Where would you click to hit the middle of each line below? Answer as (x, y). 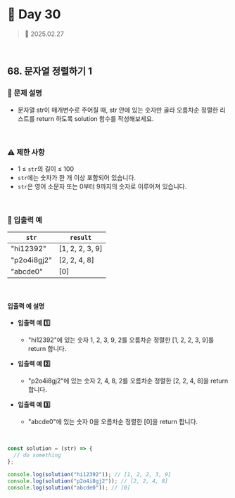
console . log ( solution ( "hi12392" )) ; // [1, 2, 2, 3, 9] (89, 475)
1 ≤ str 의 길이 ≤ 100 (46, 169)
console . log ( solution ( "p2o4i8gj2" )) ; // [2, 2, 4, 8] (88, 481)
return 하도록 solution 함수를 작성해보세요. (95, 118)
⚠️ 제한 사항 (26, 152)
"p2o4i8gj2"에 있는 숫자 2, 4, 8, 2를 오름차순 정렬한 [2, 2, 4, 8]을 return (128, 381)
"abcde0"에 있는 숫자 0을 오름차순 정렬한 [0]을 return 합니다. (113, 422)
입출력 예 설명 (26, 306)
